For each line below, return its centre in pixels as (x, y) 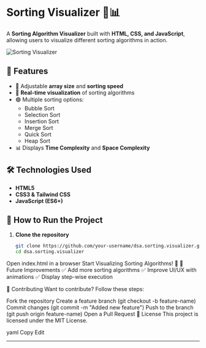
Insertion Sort (42, 121)
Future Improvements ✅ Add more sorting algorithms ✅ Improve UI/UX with (101, 270)
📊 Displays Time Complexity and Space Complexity (82, 148)
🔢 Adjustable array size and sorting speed (69, 86)
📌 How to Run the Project (55, 220)
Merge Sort (39, 127)
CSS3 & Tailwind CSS (43, 194)
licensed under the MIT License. (47, 320)
